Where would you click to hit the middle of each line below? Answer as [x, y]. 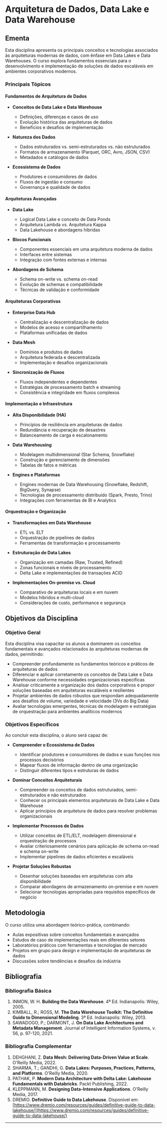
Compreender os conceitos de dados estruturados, [72, 790]
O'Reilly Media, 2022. [34, 1062]
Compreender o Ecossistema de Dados [53, 745]
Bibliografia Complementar [39, 1046]
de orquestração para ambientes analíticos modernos [67, 711]
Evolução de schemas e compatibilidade [61, 285]
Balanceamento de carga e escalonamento [64, 435]
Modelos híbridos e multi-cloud [52, 597]
